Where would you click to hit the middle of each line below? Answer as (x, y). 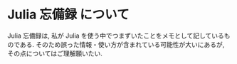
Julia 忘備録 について (68, 15)
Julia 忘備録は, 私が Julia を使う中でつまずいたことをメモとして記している (116, 36)
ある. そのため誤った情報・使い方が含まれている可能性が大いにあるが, (122, 44)
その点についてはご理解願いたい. (55, 53)
